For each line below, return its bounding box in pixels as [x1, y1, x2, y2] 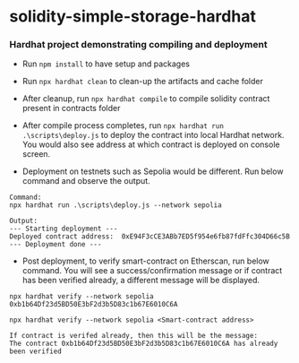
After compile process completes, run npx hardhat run [21, 120, 224, 131]
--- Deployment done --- [9, 240, 102, 249]
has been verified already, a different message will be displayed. [21, 275, 261, 286]
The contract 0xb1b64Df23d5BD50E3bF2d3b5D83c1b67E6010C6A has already [9, 339, 278, 349]
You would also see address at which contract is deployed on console [21, 139, 280, 150]
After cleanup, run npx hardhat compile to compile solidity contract [21, 93, 270, 104]
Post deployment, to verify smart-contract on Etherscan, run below [21, 255, 270, 266]
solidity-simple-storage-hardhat [9, 6, 257, 27]
